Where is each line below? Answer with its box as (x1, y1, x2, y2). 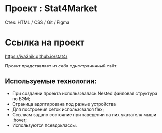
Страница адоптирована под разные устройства (12, 101, 116, 107)
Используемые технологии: (5, 77, 97, 86)
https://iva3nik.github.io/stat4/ (5, 53, 68, 59)
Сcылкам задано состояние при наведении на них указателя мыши (12, 111, 157, 117)
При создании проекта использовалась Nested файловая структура (12, 90, 158, 96)
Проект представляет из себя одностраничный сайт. (5, 63, 118, 68)
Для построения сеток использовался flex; (12, 106, 104, 112)
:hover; (12, 117, 27, 123)
